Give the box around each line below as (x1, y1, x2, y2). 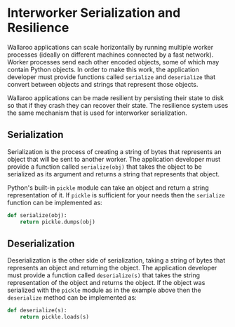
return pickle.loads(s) (20, 314, 90, 321)
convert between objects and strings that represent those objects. (7, 80, 199, 88)
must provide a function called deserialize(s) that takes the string (7, 271, 201, 279)
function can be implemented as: (7, 198, 103, 207)
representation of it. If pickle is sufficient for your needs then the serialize (7, 190, 226, 199)
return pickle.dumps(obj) (20, 218, 96, 225)
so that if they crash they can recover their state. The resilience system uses (7, 101, 229, 109)
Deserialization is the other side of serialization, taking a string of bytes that (7, 256, 226, 265)
